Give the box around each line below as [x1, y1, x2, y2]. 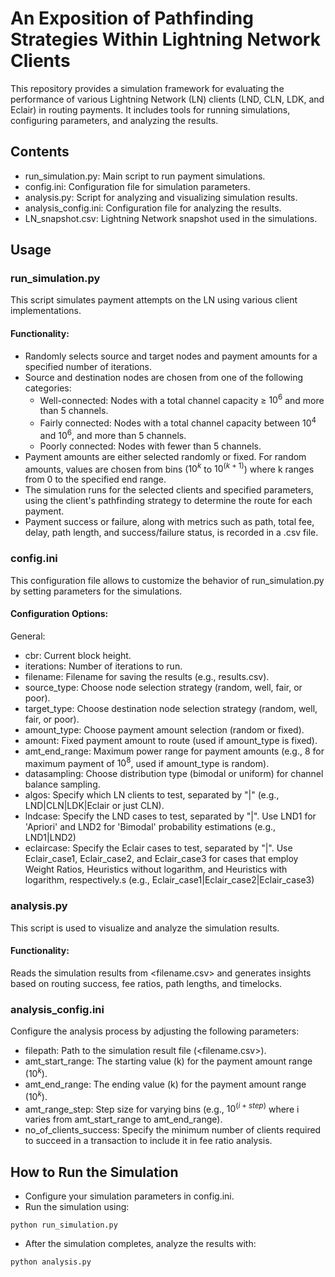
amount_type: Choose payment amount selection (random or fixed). [24, 723, 305, 736]
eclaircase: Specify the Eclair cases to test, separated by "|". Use [24, 842, 293, 854]
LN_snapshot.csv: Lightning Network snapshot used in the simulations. [24, 212, 318, 224]
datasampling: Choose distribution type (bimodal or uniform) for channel [24, 768, 324, 780]
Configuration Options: [10, 608, 109, 620]
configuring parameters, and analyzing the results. [10, 114, 219, 126]
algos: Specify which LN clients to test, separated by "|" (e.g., [24, 789, 280, 801]
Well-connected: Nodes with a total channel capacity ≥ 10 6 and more [39, 392, 325, 406]
